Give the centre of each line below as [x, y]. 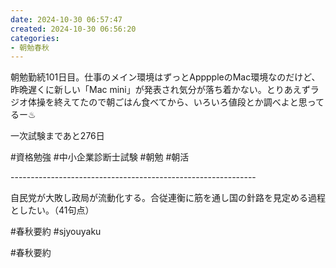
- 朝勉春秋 [30, 47]
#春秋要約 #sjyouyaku [56, 232]
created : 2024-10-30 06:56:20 [73, 29]
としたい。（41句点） [52, 210]
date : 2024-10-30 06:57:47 [66, 19]
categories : [35, 38]
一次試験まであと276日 [57, 136]
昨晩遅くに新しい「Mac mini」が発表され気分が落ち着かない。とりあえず [160, 90]
